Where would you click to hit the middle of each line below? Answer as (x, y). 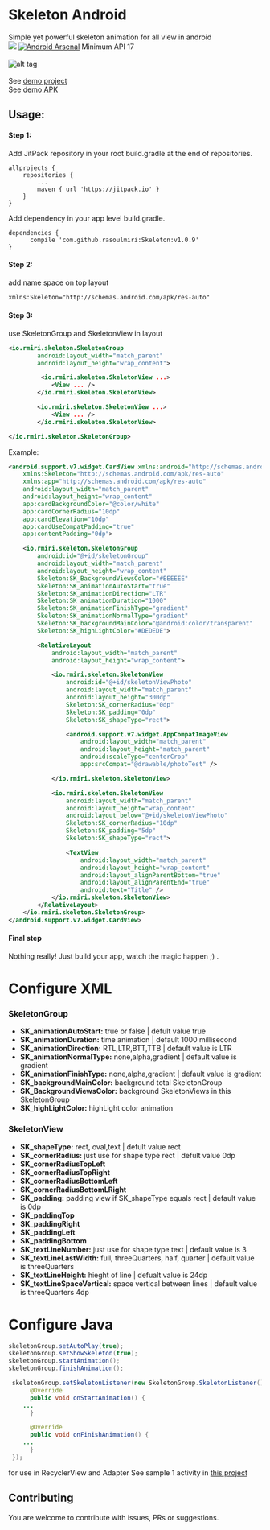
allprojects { (32, 168)
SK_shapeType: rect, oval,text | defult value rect (100, 1146)
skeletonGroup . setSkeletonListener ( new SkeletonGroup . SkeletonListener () (138, 1383)
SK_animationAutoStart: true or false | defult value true (113, 1031)
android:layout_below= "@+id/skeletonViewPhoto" (147, 816)
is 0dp (31, 1206)
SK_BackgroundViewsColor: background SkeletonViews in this (125, 1091)
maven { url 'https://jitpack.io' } (98, 189)
